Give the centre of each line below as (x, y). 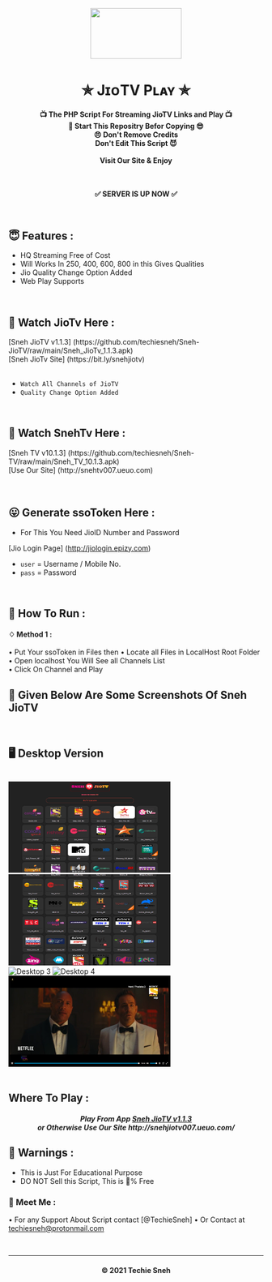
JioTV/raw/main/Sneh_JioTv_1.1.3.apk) (71, 351)
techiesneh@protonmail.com (56, 1228)
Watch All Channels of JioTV (69, 384)
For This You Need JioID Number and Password (100, 532)
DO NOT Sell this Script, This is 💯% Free (87, 1181)
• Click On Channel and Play (56, 670)
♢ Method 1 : (30, 634)
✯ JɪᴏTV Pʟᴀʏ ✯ (136, 90)
